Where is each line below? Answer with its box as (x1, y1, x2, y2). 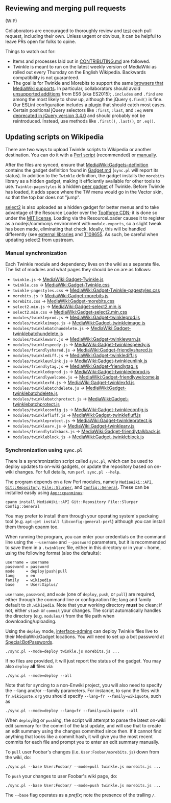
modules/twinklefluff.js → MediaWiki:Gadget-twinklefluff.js (12, 412, 141, 418)
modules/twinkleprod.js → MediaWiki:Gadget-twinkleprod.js (12, 314, 140, 320)
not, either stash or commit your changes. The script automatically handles (5, 607, 161, 613)
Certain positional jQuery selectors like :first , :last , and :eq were (12, 107, 154, 113)
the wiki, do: (5, 754, 31, 761)
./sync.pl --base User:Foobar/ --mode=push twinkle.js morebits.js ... (5, 783, 161, 788)
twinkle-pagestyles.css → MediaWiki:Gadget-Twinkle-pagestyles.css (12, 287, 160, 293)
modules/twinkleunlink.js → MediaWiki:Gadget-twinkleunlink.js (12, 358, 148, 364)
